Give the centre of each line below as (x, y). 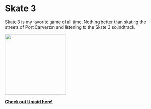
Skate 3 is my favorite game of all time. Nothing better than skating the (76, 22)
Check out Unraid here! (29, 101)
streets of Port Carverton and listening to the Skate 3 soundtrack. (70, 27)
